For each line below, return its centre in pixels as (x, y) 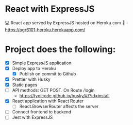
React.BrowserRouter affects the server (59, 107)
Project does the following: (60, 49)
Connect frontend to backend (42, 112)
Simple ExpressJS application (42, 63)
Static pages (25, 85)
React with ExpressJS (50, 9)
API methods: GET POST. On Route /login (53, 90)
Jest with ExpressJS (33, 117)
